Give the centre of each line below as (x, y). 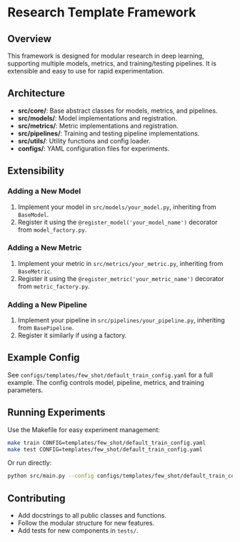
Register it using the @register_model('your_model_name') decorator (117, 222)
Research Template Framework (102, 12)
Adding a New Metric (45, 248)
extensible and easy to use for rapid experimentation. (86, 71)
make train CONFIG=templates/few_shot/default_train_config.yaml (106, 443)
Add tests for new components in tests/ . (78, 531)
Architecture (36, 93)
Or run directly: (30, 463)
